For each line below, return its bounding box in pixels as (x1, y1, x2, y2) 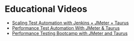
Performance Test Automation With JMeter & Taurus (11, 25, 120, 31)
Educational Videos (4, 3, 87, 15)
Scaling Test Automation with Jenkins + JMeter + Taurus (11, 20, 129, 26)
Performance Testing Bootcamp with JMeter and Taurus (11, 30, 128, 36)
